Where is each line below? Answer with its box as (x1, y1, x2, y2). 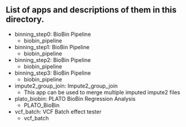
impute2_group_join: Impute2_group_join (14, 82, 118, 89)
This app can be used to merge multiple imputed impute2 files (23, 88, 180, 96)
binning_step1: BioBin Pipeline (14, 43, 90, 50)
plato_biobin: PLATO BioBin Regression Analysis (14, 95, 136, 102)
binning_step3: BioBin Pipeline (14, 69, 91, 77)
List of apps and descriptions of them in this (6, 5, 177, 15)
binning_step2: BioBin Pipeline (14, 56, 91, 63)
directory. (6, 15, 44, 25)
